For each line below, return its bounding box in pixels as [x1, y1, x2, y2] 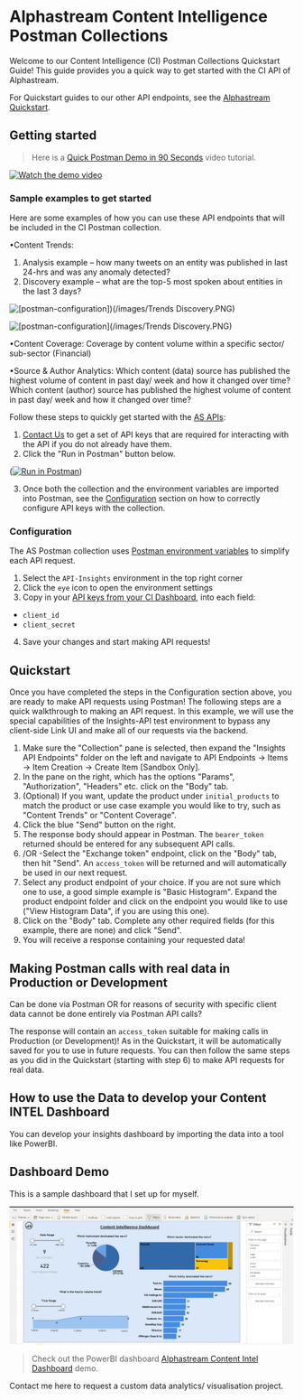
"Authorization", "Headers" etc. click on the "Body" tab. [22, 781, 229, 792]
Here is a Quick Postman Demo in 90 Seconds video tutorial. [31, 152, 257, 163]
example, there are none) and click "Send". [22, 925, 182, 936]
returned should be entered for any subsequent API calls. [22, 838, 236, 850]
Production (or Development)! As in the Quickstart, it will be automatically [9, 1035, 282, 1046]
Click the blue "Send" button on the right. [22, 819, 177, 830]
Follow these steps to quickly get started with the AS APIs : [9, 412, 226, 423]
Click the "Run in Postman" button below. [22, 449, 176, 460]
